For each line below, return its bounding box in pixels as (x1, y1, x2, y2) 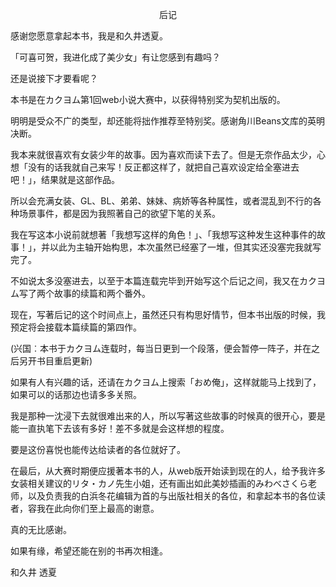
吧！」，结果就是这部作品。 (10, 174, 120, 185)
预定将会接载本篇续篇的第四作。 (10, 321, 142, 333)
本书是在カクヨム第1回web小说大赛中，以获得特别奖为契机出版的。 (10, 94, 286, 105)
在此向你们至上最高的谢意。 (44, 503, 160, 514)
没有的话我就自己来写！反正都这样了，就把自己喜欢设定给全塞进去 (27, 161, 300, 173)
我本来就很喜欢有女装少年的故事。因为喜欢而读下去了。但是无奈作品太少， (10, 149, 317, 160)
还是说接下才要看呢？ (10, 73, 98, 84)
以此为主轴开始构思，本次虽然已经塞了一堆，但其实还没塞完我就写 (49, 241, 322, 253)
